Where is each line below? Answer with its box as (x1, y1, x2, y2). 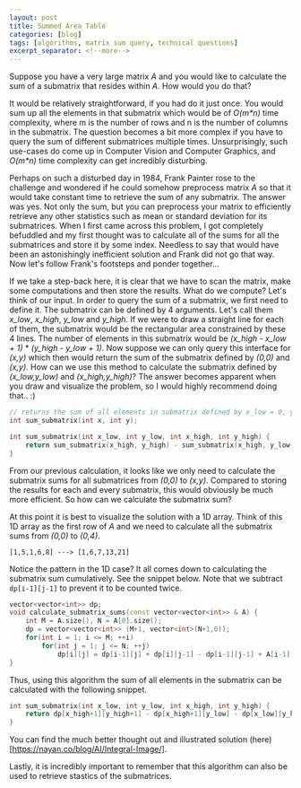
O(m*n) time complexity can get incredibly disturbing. (9, 155, 208, 166)
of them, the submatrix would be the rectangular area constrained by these (9, 324, 287, 335)
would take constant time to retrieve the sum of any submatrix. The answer (9, 192, 287, 203)
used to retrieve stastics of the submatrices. (9, 771, 172, 782)
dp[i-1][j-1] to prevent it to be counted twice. (9, 582, 182, 593)
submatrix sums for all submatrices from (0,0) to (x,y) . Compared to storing (9, 475, 288, 486)
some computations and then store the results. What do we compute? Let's (9, 285, 287, 296)
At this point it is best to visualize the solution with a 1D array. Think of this (9, 511, 283, 521)
